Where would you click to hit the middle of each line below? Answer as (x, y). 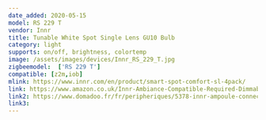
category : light (35, 45)
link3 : (19, 103)
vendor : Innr (30, 30)
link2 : (19, 96)
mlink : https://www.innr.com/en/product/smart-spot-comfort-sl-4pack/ (127, 81)
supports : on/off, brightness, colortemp (78, 52)
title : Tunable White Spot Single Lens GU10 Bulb (92, 37)
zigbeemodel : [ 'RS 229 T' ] (55, 67)
